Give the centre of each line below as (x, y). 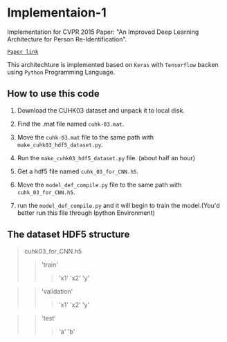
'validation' (57, 291)
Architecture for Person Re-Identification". (67, 39)
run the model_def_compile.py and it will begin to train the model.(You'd (118, 205)
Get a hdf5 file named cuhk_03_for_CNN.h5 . (78, 171)
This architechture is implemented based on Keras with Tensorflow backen (113, 64)
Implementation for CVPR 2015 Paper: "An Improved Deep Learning (103, 32)
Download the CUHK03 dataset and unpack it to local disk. (101, 110)
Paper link (23, 52)
